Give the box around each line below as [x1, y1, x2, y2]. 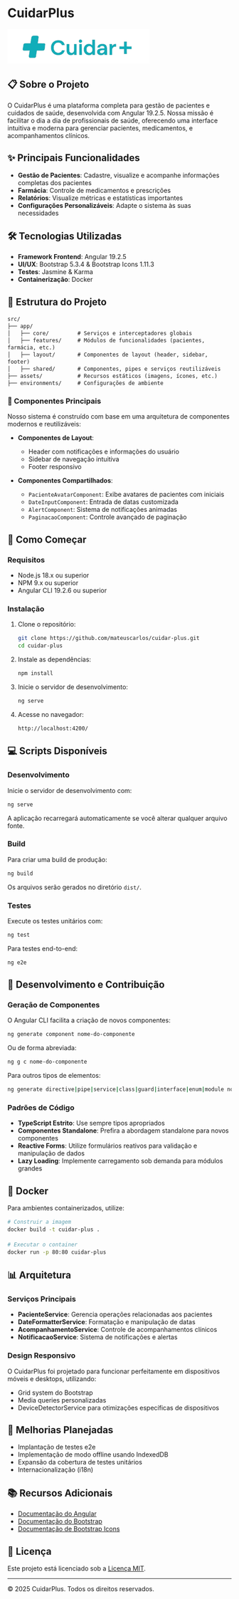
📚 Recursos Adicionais [7, 1487, 113, 1499]
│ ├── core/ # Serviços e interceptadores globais [7, 330, 193, 337]
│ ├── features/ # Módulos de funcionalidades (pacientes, [7, 337, 205, 345]
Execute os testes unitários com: [7, 917, 103, 925]
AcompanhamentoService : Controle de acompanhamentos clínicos [17, 1326, 218, 1334]
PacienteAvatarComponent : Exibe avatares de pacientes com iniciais [28, 490, 225, 499]
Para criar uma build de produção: [7, 855, 108, 864]
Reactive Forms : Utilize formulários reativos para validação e [17, 1141, 198, 1150]
